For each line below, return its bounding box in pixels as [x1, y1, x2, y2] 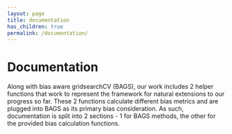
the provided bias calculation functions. [7, 119, 120, 128]
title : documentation [7, 17, 70, 24]
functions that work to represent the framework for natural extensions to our [7, 90, 225, 98]
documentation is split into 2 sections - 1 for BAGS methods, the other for [7, 112, 216, 120]
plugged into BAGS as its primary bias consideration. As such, [7, 105, 184, 113]
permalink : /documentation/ [7, 29, 89, 37]
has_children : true [7, 23, 64, 30]
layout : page [7, 10, 45, 17]
